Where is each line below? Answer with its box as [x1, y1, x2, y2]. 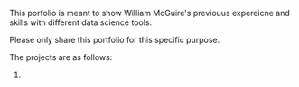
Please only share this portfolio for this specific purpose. [9, 35, 220, 45]
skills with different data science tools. [9, 17, 152, 28]
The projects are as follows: [9, 52, 113, 62]
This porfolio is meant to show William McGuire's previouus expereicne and [9, 8, 291, 18]
